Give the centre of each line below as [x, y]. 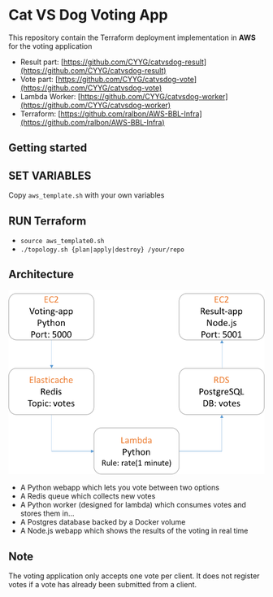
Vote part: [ [39, 79]
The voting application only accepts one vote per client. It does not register [134, 576]
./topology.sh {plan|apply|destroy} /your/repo [102, 250]
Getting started [48, 148]
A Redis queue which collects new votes [88, 496]
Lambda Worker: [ [50, 96]
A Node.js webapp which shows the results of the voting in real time [134, 531]
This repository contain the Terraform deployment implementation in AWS [132, 37]
